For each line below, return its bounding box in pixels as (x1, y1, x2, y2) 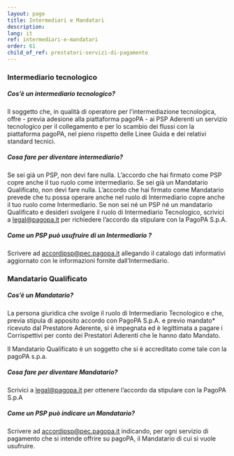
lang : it (7, 29, 33, 37)
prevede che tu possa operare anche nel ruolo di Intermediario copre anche (7, 193, 226, 201)
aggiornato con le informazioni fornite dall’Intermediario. (7, 256, 170, 264)
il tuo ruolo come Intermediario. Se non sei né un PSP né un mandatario (7, 200, 213, 208)
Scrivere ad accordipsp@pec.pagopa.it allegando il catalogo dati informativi (7, 249, 226, 257)
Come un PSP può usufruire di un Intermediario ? (7, 231, 152, 240)
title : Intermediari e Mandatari (7, 17, 105, 24)
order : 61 (7, 43, 36, 50)
